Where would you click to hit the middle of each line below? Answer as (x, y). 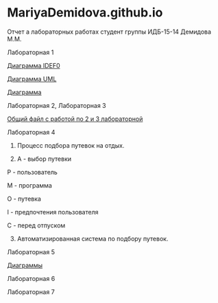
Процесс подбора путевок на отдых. (71, 145)
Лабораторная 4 (31, 132)
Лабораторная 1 (31, 52)
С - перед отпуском (36, 225)
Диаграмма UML (32, 79)
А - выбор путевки (44, 159)
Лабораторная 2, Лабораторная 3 (57, 105)
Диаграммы (25, 265)
